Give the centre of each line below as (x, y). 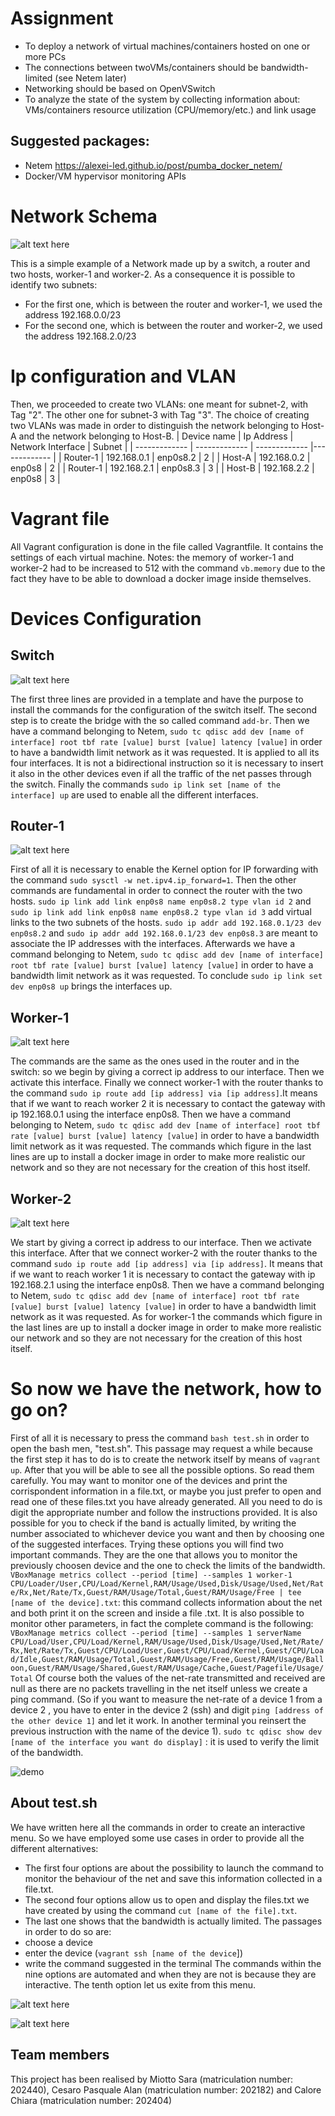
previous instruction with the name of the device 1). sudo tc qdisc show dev (166, 1731)
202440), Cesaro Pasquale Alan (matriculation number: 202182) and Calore (166, 2089)
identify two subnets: (54, 284)
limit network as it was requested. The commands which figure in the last (161, 1146)
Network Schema (84, 216)
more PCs (45, 56)
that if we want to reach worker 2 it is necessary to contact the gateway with (168, 1104)
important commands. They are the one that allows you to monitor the (154, 1554)
